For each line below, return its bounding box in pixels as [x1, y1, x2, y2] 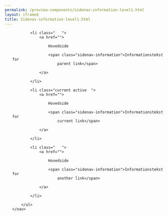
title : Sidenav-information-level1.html [5, 17, 91, 22]
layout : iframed [5, 12, 39, 17]
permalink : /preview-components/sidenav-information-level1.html [5, 7, 144, 13]
